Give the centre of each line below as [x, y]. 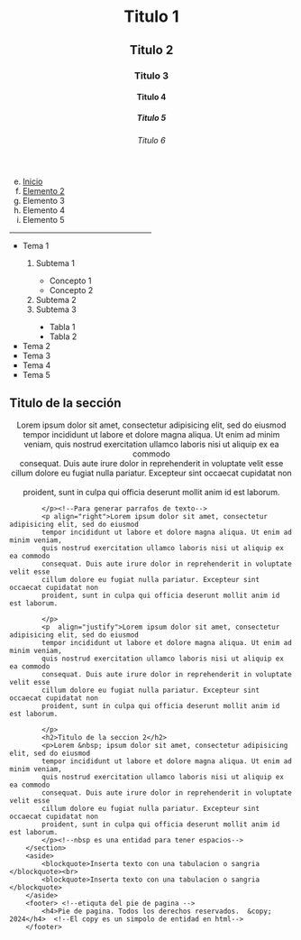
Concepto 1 [70, 281]
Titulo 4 [151, 97]
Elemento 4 [44, 210]
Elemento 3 [43, 201]
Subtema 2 [56, 300]
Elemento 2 [43, 191]
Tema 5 [36, 375]
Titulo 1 [151, 17]
